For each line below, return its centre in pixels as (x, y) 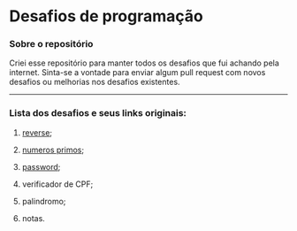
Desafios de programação (106, 16)
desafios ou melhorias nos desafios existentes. (95, 82)
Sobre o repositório (51, 44)
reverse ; (37, 132)
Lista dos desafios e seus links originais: (98, 113)
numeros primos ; (53, 150)
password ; (41, 166)
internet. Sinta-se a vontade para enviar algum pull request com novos (137, 73)
